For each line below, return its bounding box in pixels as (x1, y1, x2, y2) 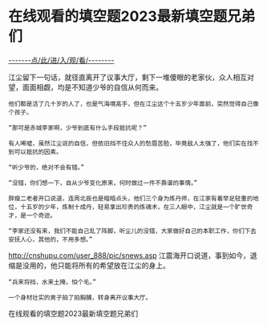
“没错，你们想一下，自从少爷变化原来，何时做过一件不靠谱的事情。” (8, 179, 198, 187)
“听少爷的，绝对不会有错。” (8, 163, 85, 171)
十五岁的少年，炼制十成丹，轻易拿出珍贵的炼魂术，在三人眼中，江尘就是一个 (19, 203, 235, 211)
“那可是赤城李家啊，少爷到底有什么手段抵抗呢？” (8, 123, 147, 132)
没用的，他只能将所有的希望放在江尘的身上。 (22, 260, 170, 270)
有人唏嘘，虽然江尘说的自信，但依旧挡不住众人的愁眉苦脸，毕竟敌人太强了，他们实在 (8, 139, 247, 147)
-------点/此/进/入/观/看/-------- (8, 55, 115, 65)
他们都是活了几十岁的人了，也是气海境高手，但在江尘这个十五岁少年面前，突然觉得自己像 (8, 99, 259, 108)
